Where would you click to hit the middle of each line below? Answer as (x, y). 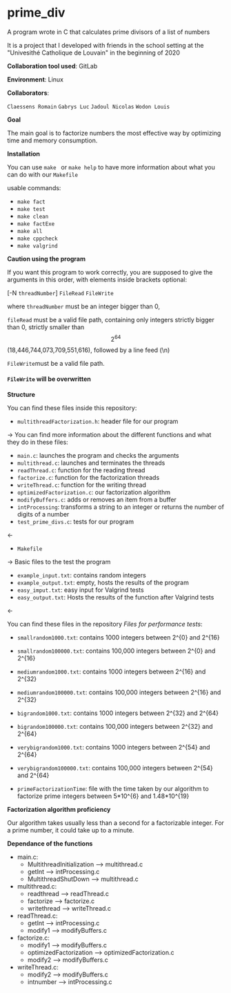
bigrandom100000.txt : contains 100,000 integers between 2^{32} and (115, 726)
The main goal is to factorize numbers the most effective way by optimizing (114, 133)
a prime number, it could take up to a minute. (71, 830)
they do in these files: (38, 442)
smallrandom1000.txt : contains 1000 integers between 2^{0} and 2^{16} (118, 637)
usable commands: (34, 187)
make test (31, 209)
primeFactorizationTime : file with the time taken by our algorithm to (113, 788)
